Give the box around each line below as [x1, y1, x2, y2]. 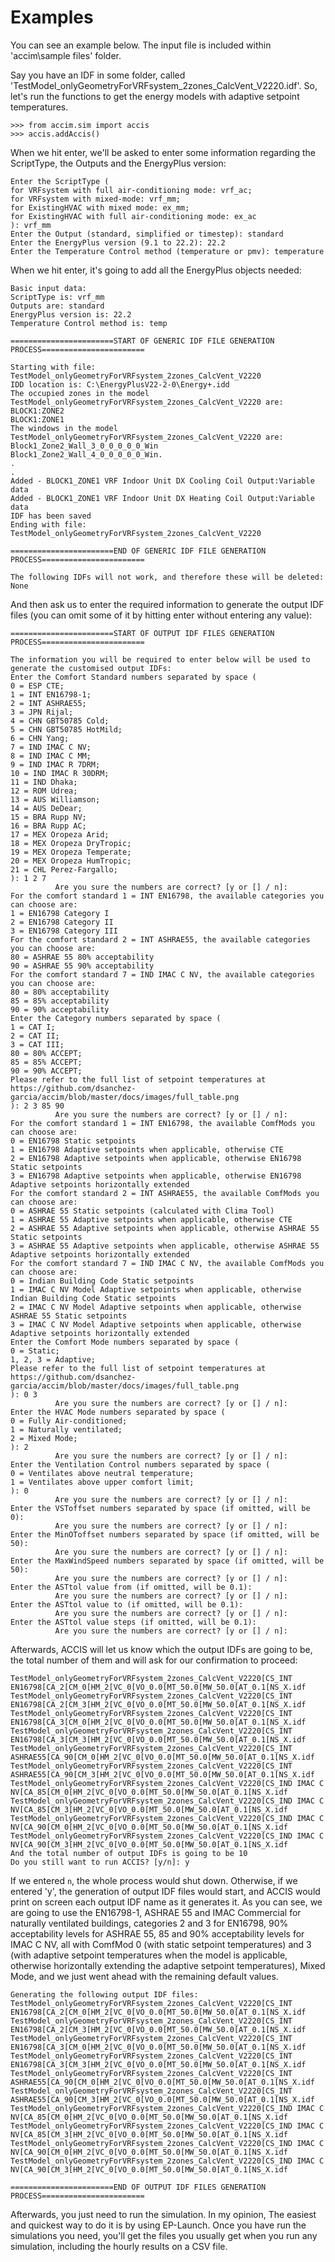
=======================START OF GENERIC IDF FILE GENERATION [10, 336, 275, 346]
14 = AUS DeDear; [10, 803, 83, 813]
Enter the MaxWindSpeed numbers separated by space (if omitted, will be [10, 1556, 325, 1566]
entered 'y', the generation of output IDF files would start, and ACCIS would [10, 1885, 321, 1897]
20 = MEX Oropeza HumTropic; [10, 856, 132, 866]
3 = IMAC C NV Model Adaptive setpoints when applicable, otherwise [10, 1319, 302, 1330]
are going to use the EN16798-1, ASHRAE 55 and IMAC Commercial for [10, 1906, 302, 1918]
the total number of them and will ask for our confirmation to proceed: [10, 1654, 298, 1666]
